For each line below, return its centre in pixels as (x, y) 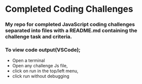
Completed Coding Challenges (69, 9)
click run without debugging (41, 76)
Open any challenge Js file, (40, 66)
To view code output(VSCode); (43, 50)
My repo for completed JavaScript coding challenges (70, 25)
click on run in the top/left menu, (45, 71)
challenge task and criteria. (39, 37)
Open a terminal (29, 60)
